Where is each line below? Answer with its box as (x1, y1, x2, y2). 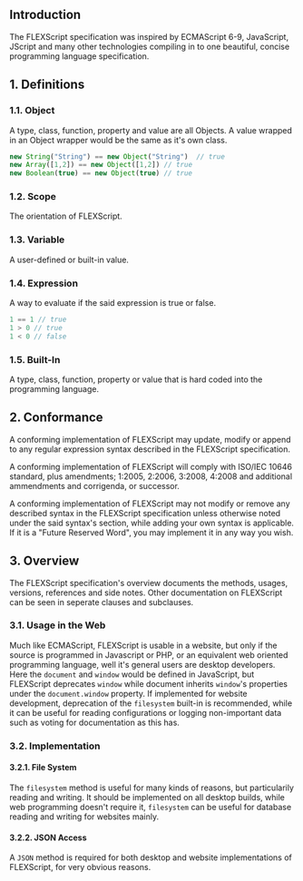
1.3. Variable (9, 233, 65, 246)
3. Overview (9, 553, 80, 569)
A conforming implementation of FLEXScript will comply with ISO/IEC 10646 (9, 461, 293, 472)
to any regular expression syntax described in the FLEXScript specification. (9, 444, 291, 455)
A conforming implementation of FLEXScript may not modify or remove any (9, 498, 290, 509)
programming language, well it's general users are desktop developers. (9, 659, 276, 670)
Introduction (9, 7, 82, 23)
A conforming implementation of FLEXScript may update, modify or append (9, 434, 292, 445)
